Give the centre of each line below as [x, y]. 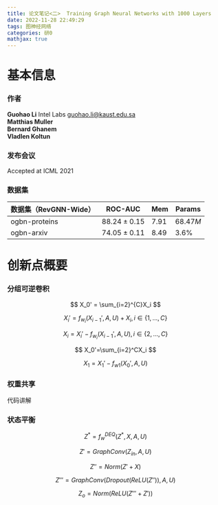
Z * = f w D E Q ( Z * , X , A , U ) [116, 437]
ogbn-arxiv [29, 233]
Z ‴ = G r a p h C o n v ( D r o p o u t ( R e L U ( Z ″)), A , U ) [116, 479]
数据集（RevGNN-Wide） [53, 210]
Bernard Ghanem [32, 129]
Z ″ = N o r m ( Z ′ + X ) [116, 466]
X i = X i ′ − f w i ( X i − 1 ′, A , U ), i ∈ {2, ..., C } [116, 335]
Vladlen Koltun [29, 136]
